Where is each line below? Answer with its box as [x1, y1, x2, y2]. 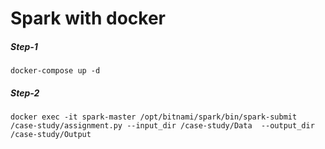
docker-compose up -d [10, 66, 101, 76]
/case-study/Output [10, 130, 92, 140]
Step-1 [10, 40, 38, 52]
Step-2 [10, 87, 40, 99]
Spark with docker [10, 7, 166, 30]
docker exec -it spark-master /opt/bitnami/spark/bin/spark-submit [10, 112, 298, 122]
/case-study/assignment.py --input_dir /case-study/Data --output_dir [10, 121, 315, 131]
